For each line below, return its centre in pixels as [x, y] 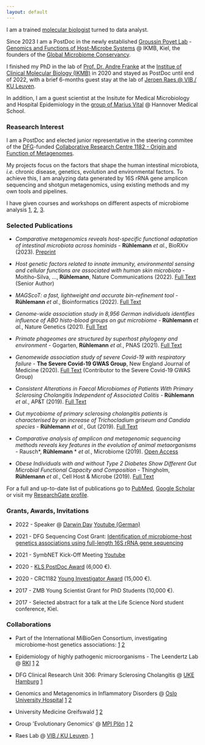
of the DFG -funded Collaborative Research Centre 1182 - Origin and [92, 146]
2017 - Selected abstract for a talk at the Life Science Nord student [99, 602]
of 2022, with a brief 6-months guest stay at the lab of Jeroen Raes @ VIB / [102, 79]
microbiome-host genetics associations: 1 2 [70, 644]
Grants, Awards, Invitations [48, 511]
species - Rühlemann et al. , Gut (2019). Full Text [76, 427]
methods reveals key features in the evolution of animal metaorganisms [106, 445]
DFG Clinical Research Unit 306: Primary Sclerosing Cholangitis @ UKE [105, 675]
